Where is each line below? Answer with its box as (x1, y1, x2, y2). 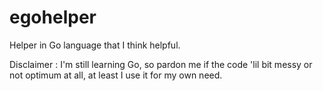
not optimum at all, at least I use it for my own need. (9, 69, 223, 81)
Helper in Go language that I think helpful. (9, 39, 181, 51)
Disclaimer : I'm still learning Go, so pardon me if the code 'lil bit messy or (9, 58, 313, 70)
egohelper (9, 6, 97, 29)
